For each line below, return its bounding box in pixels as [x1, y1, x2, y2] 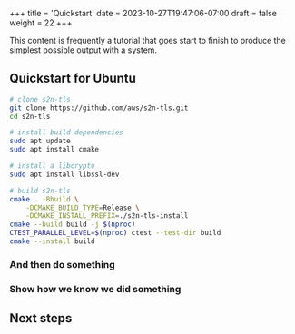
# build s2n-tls [9, 186, 71, 195]
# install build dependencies [9, 128, 124, 137]
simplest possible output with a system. [9, 44, 157, 55]
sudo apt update [9, 136, 71, 146]
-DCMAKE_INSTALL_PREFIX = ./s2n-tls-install [25, 211, 189, 221]
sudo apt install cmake [9, 145, 100, 154]
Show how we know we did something [9, 282, 182, 295]
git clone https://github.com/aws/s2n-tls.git [9, 103, 189, 113]
